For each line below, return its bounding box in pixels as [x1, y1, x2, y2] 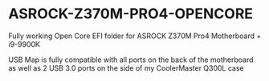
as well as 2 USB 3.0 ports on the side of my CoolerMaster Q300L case [8, 63, 245, 72]
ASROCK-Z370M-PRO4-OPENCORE [8, 5, 254, 23]
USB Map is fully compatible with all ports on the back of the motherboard [8, 55, 255, 64]
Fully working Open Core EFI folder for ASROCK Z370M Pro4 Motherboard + [8, 31, 262, 40]
